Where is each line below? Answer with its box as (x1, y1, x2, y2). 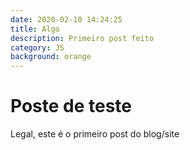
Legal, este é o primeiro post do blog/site (10, 128, 180, 140)
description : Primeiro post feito (10, 33, 155, 43)
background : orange (10, 52, 92, 62)
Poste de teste (10, 95, 133, 118)
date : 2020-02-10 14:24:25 (10, 14, 123, 25)
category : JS (10, 42, 65, 53)
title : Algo (10, 24, 60, 34)
